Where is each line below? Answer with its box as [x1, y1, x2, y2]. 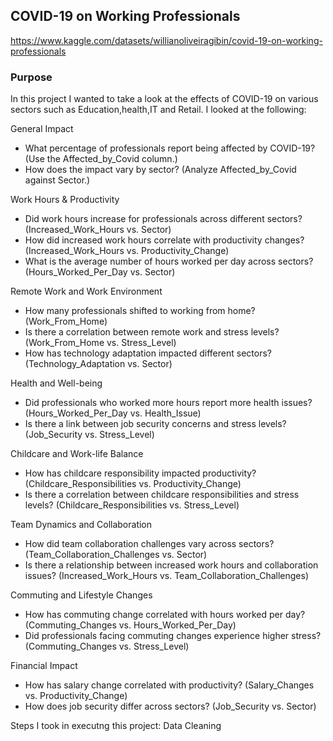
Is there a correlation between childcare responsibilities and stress [24, 489, 300, 501]
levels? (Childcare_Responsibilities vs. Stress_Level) [24, 499, 240, 511]
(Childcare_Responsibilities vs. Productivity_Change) [24, 478, 242, 490]
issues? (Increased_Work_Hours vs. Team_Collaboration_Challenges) [24, 570, 309, 582]
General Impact [10, 123, 74, 135]
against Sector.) [24, 174, 91, 186]
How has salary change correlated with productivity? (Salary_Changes [24, 679, 315, 691]
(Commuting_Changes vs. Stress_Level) [24, 640, 190, 653]
